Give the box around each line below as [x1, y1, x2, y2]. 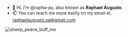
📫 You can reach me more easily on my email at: [12, 10, 112, 16]
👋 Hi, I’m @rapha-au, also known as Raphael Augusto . [12, 5, 123, 10]
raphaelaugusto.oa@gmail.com [12, 17, 76, 23]
